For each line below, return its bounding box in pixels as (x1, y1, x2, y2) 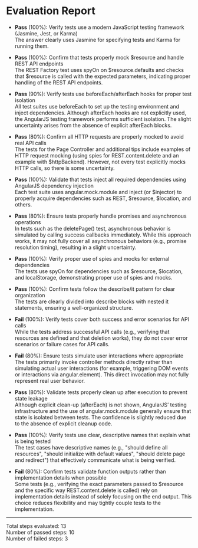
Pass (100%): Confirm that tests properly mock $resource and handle (14, 54, 184, 61)
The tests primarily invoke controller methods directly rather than (14, 358, 173, 365)
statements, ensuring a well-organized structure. (14, 304, 134, 311)
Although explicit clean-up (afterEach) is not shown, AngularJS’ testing (14, 401, 187, 408)
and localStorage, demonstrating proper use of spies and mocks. (14, 274, 173, 281)
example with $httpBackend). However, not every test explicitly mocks (14, 158, 186, 165)
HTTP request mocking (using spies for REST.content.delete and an (14, 152, 179, 159)
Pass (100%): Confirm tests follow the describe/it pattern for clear (14, 285, 176, 293)
